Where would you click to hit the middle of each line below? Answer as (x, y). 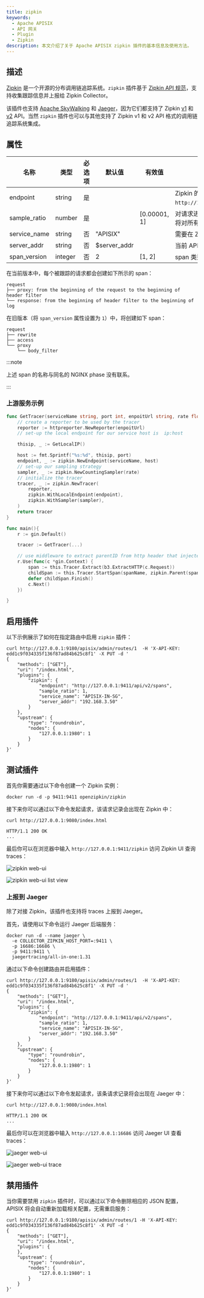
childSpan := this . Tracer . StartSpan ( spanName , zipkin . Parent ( (108, 573)
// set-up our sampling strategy (59, 466)
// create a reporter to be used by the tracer (78, 422)
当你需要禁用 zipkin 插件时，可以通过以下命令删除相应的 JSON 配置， (94, 1201)
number (66, 218)
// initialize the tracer (50, 478)
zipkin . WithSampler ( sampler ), (66, 501)
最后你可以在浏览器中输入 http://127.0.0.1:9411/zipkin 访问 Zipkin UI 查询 (101, 848)
